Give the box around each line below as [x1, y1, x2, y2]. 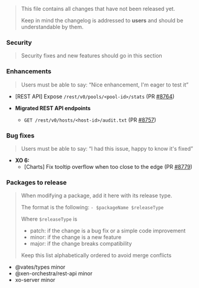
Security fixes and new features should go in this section [21, 52, 163, 59]
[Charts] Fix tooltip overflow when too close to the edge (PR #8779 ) [24, 163, 193, 170]
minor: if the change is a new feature [30, 234, 122, 241]
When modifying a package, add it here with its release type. [21, 192, 172, 199]
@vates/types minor [14, 263, 66, 271]
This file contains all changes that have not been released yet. [21, 5, 175, 12]
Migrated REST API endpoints [14, 104, 91, 111]
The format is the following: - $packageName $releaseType [21, 204, 164, 211]
